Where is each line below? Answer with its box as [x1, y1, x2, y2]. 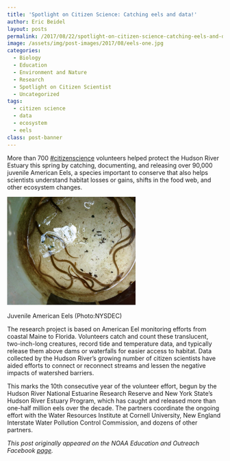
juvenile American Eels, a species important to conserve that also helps [7, 168, 209, 176]
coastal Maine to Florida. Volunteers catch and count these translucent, [7, 332, 209, 340]
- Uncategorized [13, 91, 60, 97]
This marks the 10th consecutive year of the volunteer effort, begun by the [7, 381, 217, 390]
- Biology [13, 55, 41, 62]
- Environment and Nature [13, 69, 88, 75]
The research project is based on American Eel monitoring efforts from [7, 324, 207, 333]
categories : [7, 47, 41, 54]
